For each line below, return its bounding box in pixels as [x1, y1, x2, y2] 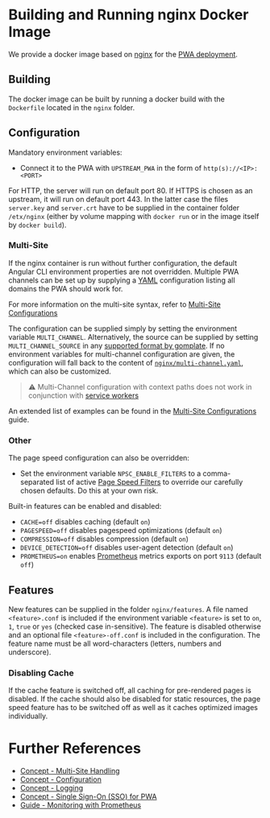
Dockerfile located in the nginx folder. [8, 102, 135, 112]
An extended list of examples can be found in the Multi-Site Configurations [8, 406, 257, 415]
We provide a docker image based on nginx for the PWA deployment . [8, 49, 238, 59]
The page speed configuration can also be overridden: [8, 453, 189, 463]
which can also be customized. [8, 366, 111, 376]
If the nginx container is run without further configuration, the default [8, 258, 238, 267]
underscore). [8, 647, 52, 657]
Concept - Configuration [19, 775, 102, 784]
